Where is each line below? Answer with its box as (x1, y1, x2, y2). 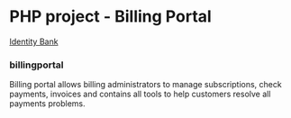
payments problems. (9, 98, 86, 109)
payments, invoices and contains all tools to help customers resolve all (9, 88, 271, 100)
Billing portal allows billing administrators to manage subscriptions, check (9, 79, 282, 90)
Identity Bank (9, 36, 59, 47)
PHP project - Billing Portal (9, 6, 212, 27)
